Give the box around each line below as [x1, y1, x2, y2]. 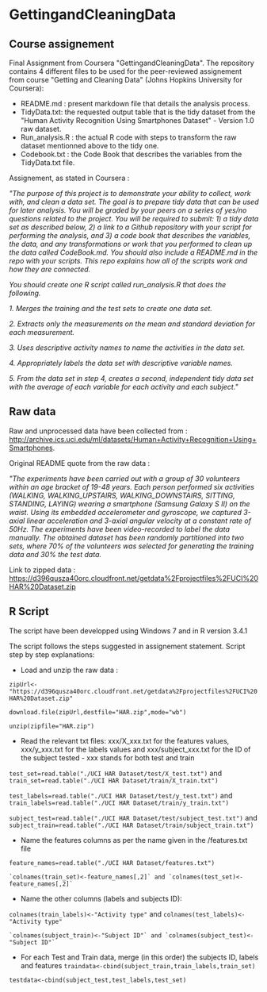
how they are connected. [9, 264, 91, 274]
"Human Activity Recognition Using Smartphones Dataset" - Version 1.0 [20, 116, 254, 125]
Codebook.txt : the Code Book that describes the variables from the [20, 149, 242, 159]
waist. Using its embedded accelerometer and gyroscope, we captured [9, 507, 242, 517]
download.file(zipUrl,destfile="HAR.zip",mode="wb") [9, 708, 187, 716]
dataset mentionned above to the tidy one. [20, 141, 159, 150]
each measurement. [9, 328, 74, 336]
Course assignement [9, 37, 114, 51]
